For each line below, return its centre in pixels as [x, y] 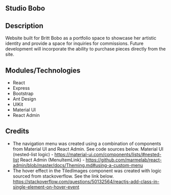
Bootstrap [23, 93]
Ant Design [25, 99]
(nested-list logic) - [33, 154]
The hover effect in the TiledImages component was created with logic [87, 170]
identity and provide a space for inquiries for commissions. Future [75, 43]
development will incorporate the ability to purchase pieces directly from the [86, 49]
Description [24, 26]
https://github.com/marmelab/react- [124, 160]
